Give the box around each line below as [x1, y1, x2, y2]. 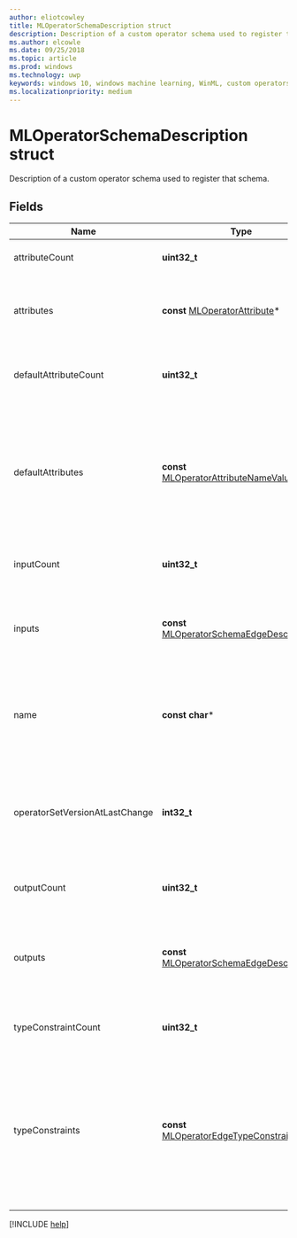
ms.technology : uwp [9, 71, 81, 80]
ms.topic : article [9, 54, 77, 63]
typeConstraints [13, 1125, 80, 1137]
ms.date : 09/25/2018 [9, 46, 86, 55]
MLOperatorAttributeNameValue [162, 471, 295, 484]
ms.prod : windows [9, 63, 73, 72]
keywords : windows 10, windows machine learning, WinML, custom [9, 79, 251, 88]
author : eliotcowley [9, 12, 86, 22]
